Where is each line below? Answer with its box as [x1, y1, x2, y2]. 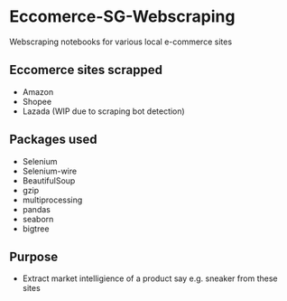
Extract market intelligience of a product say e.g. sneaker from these [22, 273, 278, 284]
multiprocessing [22, 194, 83, 205]
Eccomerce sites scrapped [9, 62, 162, 78]
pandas [22, 203, 51, 214]
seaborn [22, 213, 54, 224]
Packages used [9, 132, 97, 147]
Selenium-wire [22, 165, 78, 176]
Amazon [22, 86, 54, 97]
